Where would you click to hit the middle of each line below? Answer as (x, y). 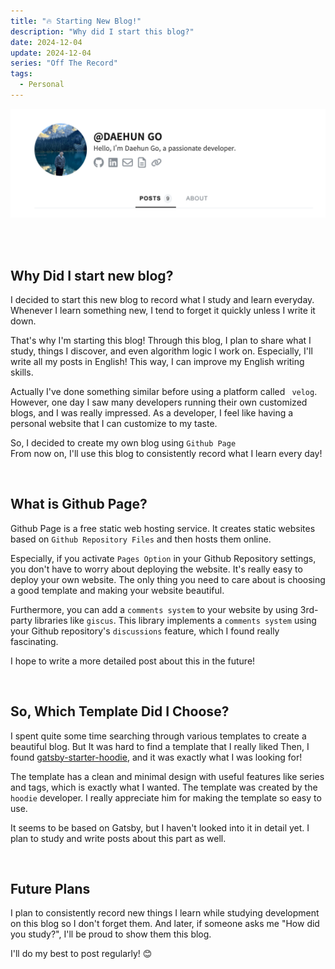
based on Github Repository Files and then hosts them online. (141, 539)
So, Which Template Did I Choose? (120, 711)
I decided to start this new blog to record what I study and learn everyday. (162, 299)
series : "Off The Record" (64, 63)
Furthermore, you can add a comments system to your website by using (154, 609)
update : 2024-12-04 (51, 53)
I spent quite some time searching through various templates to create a (158, 736)
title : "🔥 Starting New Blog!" (76, 21)
